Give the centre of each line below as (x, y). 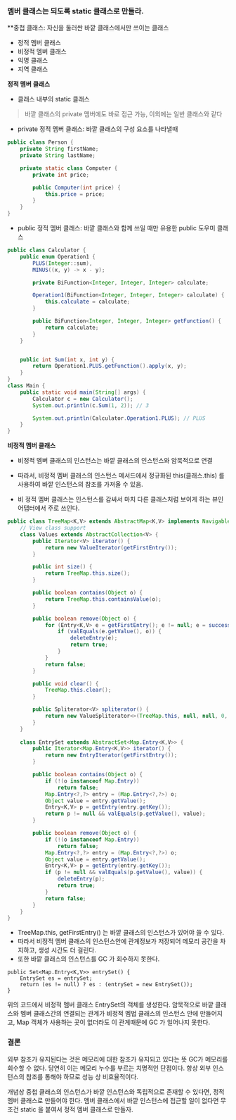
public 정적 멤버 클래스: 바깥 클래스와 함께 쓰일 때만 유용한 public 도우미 (116, 228)
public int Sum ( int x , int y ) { (67, 360)
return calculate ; (72, 328)
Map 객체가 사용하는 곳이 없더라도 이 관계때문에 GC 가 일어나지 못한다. (113, 1022)
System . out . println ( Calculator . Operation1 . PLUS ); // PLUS (119, 418)
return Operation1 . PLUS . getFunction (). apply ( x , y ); (110, 366)
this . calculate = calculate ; (87, 302)
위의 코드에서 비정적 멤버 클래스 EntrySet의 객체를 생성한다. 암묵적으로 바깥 (111, 1004)
